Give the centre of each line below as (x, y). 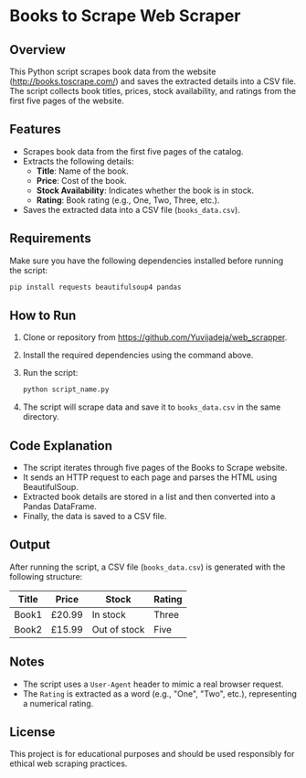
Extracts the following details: (78, 161)
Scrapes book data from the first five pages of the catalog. (133, 151)
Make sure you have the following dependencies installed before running (147, 261)
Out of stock (118, 629)
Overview (38, 50)
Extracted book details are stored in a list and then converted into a (149, 496)
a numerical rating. (58, 703)
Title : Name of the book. (83, 171)
